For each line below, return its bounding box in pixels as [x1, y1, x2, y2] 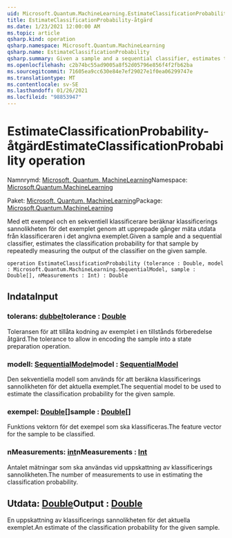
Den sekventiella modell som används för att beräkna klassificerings [7, 375, 202, 383]
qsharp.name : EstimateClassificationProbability [7, 49, 150, 56]
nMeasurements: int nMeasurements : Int [7, 447, 148, 457]
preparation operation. [7, 342, 71, 350]
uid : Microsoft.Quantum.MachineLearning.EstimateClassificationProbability [7, 10, 230, 17]
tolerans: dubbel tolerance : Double [7, 312, 126, 322]
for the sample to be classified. [7, 430, 95, 438]
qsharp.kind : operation [7, 36, 76, 43]
